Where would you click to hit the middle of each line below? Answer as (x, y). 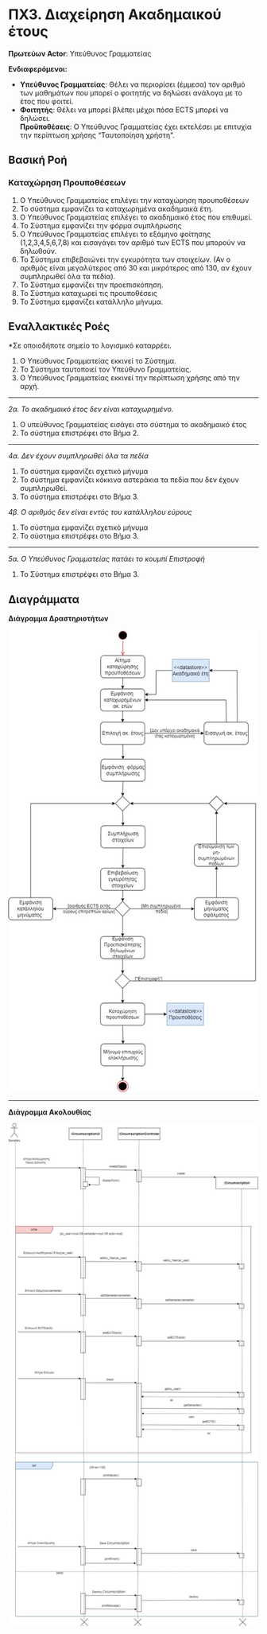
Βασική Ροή (38, 160)
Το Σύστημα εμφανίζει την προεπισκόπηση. (91, 285)
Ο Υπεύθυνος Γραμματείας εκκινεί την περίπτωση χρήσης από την (130, 378)
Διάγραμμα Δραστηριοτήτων (58, 619)
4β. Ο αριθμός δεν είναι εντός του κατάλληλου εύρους (100, 512)
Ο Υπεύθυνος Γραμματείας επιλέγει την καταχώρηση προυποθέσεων (134, 200)
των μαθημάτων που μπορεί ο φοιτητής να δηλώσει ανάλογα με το (131, 92)
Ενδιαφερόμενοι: (38, 68)
